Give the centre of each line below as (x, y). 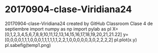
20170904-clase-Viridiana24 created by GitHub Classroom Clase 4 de (79, 23)
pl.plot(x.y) (125, 40)
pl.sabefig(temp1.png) (28, 45)
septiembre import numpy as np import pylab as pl (58, 29)
